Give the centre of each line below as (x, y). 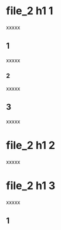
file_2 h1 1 (30, 11)
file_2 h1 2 (31, 146)
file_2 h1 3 (31, 186)
